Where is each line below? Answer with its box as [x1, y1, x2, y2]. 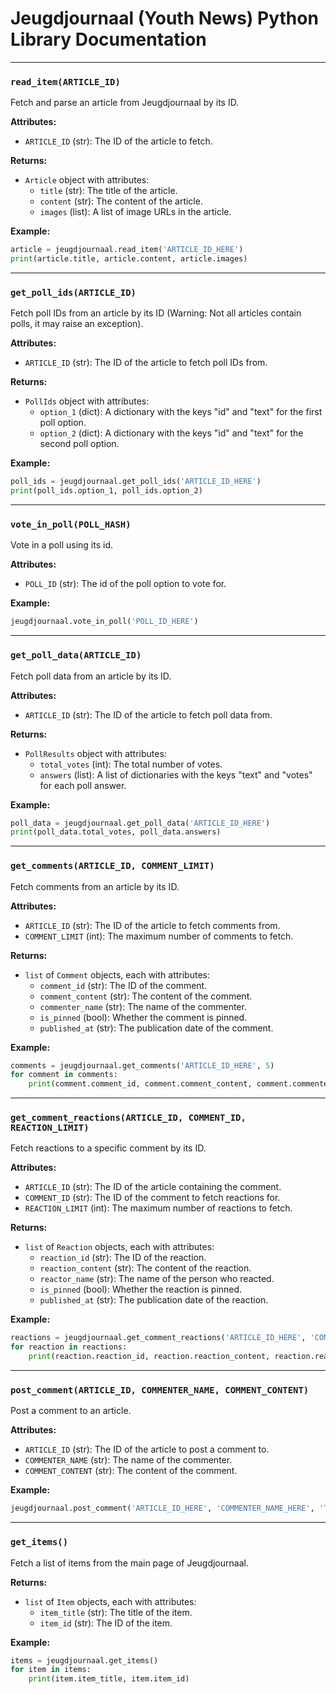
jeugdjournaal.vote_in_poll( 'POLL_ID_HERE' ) [10, 617, 199, 627]
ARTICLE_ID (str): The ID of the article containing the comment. [24, 1181, 282, 1193]
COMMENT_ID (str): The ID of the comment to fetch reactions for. [24, 1192, 281, 1204]
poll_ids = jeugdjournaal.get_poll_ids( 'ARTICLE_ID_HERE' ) [10, 477, 262, 487]
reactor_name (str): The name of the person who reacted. [39, 1273, 275, 1285]
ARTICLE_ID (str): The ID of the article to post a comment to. [24, 1443, 270, 1456]
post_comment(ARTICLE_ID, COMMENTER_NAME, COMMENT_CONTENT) [10, 1385, 310, 1396]
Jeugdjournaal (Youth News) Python [10, 7, 319, 30]
